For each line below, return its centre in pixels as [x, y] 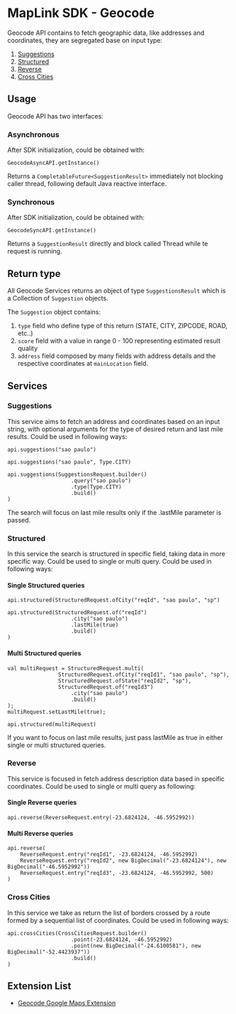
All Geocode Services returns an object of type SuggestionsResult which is [117, 291]
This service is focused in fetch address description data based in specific [116, 778]
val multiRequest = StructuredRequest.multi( [75, 668]
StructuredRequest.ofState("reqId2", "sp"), [125, 681]
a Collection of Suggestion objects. [58, 298]
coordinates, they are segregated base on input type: [85, 40]
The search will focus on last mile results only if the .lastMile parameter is [114, 512]
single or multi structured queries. [57, 745]
